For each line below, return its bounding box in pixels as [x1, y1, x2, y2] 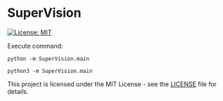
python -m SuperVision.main [7, 55, 90, 62]
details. [7, 87, 29, 95]
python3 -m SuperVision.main [7, 67, 93, 74]
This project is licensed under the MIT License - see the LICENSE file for [7, 79, 217, 88]
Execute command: [7, 41, 63, 50]
